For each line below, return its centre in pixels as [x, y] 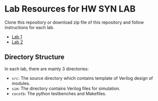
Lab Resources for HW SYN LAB [70, 9]
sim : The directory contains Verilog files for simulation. [66, 88]
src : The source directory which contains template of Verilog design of [82, 78]
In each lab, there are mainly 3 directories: [47, 69]
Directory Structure [35, 57]
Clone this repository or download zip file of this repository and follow [74, 22]
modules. [21, 83]
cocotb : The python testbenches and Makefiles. [59, 93]
